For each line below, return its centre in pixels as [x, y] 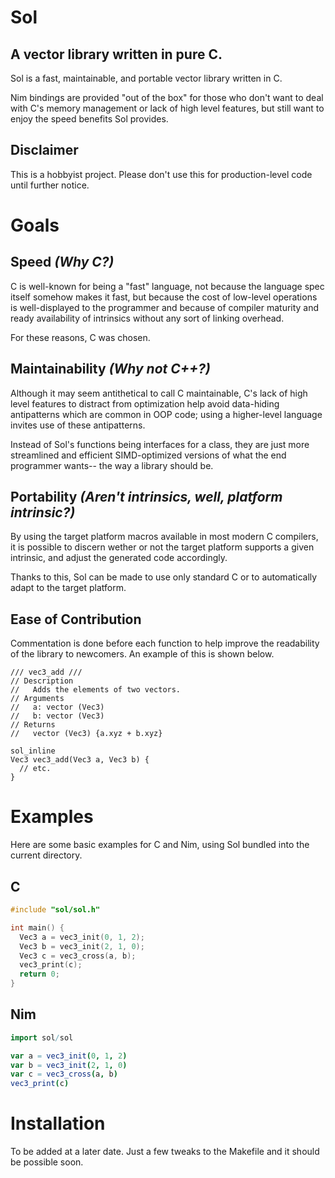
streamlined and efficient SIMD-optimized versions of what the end [148, 455]
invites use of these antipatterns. [78, 425]
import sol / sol [42, 1037]
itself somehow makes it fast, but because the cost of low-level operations [164, 297]
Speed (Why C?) [62, 262]
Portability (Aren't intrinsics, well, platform [146, 497]
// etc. [35, 769]
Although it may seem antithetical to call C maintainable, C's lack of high [159, 393]
